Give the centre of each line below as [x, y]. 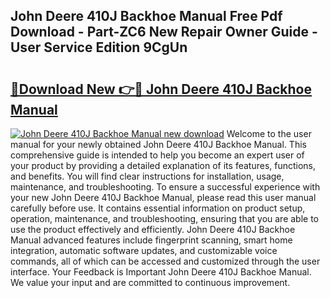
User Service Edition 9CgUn [99, 47]
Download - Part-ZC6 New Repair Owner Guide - [164, 32]
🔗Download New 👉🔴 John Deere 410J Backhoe [161, 89]
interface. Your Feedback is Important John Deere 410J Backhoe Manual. [161, 272]
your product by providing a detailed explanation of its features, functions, [163, 165]
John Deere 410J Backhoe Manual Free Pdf [146, 16]
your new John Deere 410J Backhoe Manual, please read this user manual [163, 197]
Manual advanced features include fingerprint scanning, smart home [151, 240]
